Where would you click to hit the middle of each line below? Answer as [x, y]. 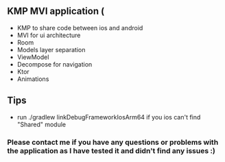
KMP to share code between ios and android [80, 27]
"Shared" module [42, 124]
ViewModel [33, 57]
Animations [33, 79]
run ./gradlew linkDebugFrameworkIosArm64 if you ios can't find [109, 117]
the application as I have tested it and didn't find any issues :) [111, 150]
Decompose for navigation [55, 64]
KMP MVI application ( [56, 11]
